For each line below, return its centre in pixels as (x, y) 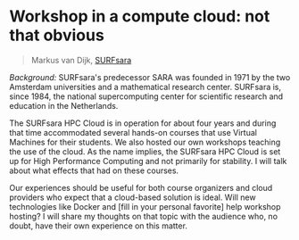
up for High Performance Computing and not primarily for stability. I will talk (148, 161)
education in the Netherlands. (64, 105)
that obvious (57, 35)
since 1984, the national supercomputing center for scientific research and (146, 96)
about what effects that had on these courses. (94, 170)
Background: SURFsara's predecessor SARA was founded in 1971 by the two (150, 77)
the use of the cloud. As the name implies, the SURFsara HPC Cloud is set (145, 151)
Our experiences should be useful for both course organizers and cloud (141, 187)
